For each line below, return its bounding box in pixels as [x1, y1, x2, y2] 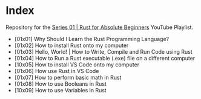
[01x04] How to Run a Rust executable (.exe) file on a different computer [14, 54, 196, 62]
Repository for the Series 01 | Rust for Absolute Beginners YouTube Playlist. [5, 24, 194, 31]
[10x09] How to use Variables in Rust [14, 86, 107, 94]
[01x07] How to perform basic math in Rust [14, 74, 122, 81]
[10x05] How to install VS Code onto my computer [14, 61, 140, 68]
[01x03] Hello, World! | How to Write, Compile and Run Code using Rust [14, 48, 193, 55]
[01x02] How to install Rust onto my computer [14, 42, 129, 49]
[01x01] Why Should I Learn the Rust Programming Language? [14, 35, 170, 42]
